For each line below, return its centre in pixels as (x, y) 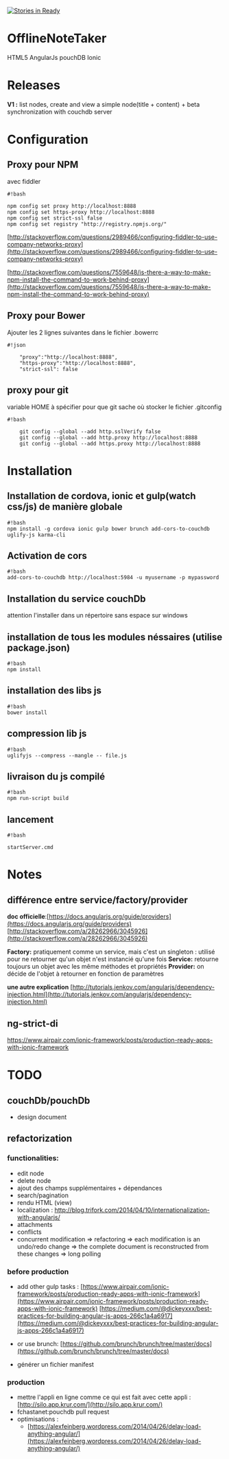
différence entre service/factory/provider (98, 900)
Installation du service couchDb (76, 599)
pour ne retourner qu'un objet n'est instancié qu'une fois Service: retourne (113, 959)
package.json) (39, 648)
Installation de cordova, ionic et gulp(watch (102, 496)
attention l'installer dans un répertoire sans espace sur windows (98, 616)
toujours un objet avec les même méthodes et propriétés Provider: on (106, 967)
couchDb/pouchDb (49, 1101)
